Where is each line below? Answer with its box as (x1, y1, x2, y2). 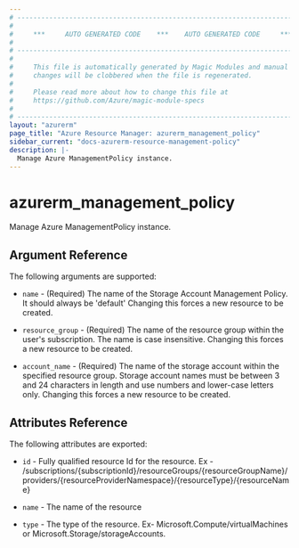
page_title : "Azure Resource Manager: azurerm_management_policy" (9, 129, 261, 138)
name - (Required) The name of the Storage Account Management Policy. (21, 289, 288, 299)
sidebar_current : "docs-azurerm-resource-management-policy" (9, 137, 241, 146)
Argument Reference (9, 247, 128, 263)
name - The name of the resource (21, 502, 142, 512)
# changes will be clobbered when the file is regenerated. (9, 71, 253, 80)
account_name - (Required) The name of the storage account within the (21, 361, 280, 372)
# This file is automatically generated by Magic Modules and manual (9, 63, 289, 72)
